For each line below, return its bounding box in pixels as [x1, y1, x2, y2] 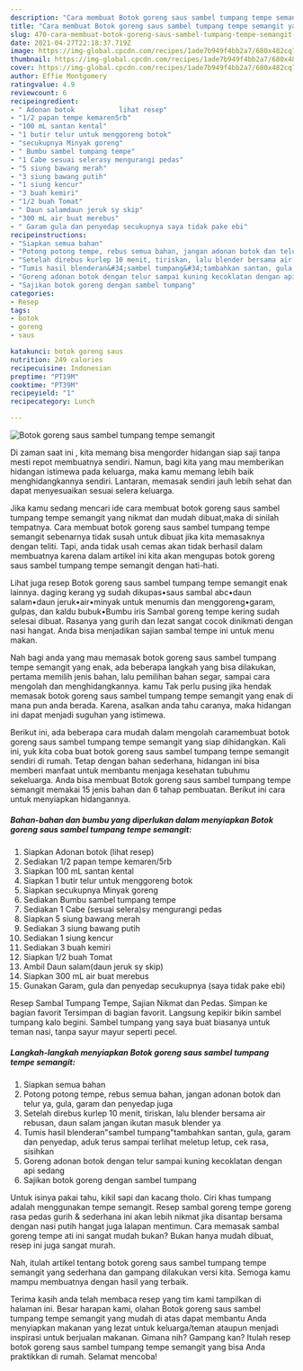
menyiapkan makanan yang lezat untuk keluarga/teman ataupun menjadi [10, 1322, 280, 1333]
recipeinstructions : [10, 230, 88, 239]
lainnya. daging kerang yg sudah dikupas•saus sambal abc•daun [10, 587, 253, 598]
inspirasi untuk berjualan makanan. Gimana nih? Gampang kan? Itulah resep [10, 1331, 291, 1342]
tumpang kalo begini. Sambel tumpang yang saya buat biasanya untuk [10, 1017, 271, 1028]
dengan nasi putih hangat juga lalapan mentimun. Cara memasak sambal [10, 1220, 280, 1232]
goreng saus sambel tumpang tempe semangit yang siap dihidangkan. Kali [10, 736, 287, 747]
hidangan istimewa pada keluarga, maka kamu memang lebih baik [10, 467, 254, 476]
